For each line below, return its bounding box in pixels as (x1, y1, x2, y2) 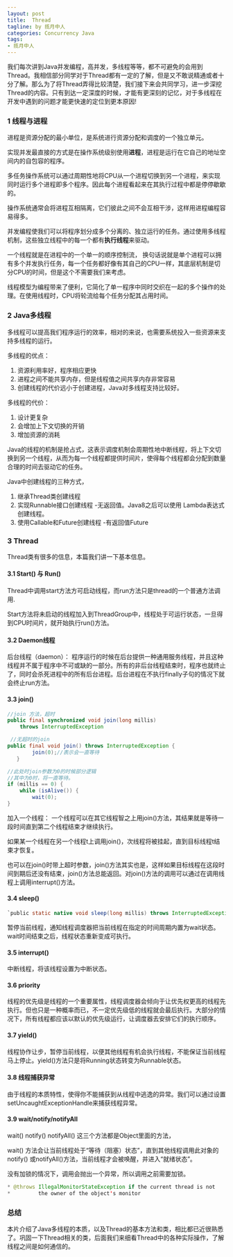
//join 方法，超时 (7, 711, 55, 717)
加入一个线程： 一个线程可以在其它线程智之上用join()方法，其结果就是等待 (7, 813, 218, 822)
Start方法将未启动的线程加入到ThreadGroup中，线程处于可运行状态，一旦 (7, 610, 217, 619)
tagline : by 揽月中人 (7, 23, 66, 30)
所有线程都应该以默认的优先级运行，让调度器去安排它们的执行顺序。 (25, 1014, 220, 1023)
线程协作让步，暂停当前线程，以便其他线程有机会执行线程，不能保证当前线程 (7, 1047, 226, 1055)
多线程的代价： (7, 398, 50, 407)
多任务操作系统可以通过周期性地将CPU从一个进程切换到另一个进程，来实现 (7, 172, 221, 180)
